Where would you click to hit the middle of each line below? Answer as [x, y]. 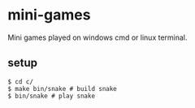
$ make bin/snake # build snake [62, 89]
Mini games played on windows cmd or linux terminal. [97, 37]
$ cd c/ [21, 82]
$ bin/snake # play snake [51, 96]
